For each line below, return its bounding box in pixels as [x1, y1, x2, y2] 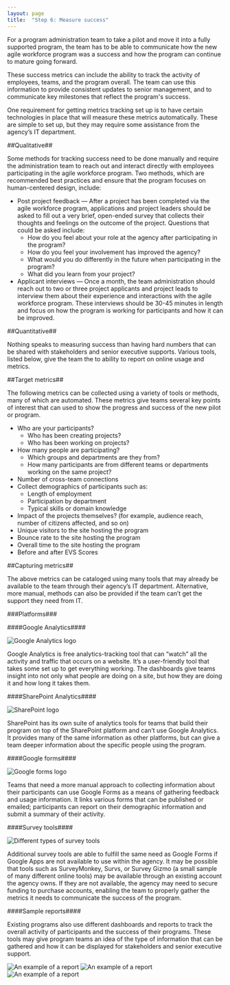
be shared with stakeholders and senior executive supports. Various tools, [7, 348, 217, 356]
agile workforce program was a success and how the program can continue [7, 49, 222, 58]
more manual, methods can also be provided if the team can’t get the [7, 589, 203, 598]
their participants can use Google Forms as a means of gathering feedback [7, 788, 220, 796]
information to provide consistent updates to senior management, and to [7, 85, 212, 93]
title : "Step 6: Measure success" [7, 16, 109, 23]
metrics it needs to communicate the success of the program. [7, 894, 182, 902]
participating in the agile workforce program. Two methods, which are [7, 169, 205, 177]
